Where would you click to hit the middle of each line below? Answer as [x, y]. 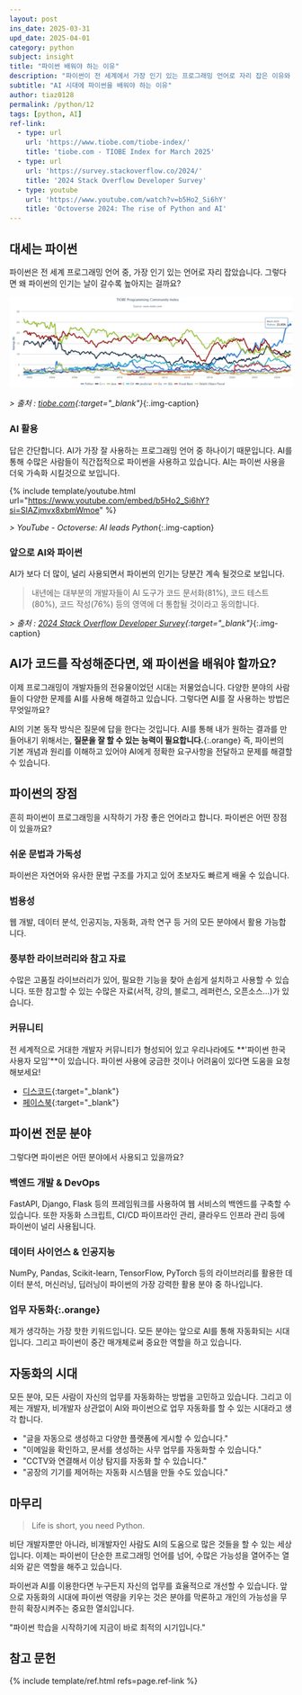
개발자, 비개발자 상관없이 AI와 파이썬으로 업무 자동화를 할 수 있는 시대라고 [154, 1408]
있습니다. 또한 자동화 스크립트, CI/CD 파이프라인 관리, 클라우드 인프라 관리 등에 [147, 1214]
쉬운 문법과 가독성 [46, 853]
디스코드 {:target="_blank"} [71, 1091]
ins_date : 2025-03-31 [50, 28]
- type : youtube [48, 190]
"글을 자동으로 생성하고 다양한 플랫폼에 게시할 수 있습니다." [125, 1438]
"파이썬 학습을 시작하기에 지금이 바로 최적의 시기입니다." [107, 1627]
